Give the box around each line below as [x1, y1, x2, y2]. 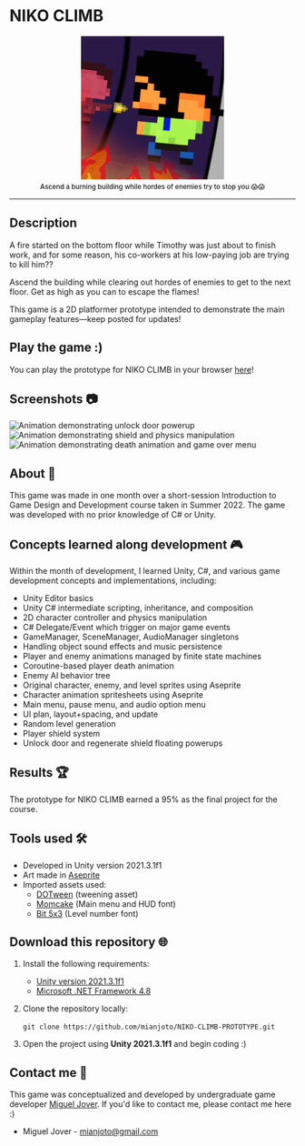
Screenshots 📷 [9, 391, 98, 407]
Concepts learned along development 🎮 [9, 537, 243, 552]
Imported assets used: [22, 879, 107, 890]
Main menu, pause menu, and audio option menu [22, 699, 206, 709]
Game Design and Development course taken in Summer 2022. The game [9, 499, 286, 510]
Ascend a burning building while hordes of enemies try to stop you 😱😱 [40, 182, 265, 191]
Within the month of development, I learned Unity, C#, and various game [9, 566, 280, 576]
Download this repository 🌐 [9, 934, 168, 950]
